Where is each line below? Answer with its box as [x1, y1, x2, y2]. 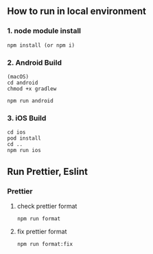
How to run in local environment [7, 6, 146, 17]
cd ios [7, 129, 26, 136]
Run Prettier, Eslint [7, 165, 88, 178]
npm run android [7, 97, 54, 104]
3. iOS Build [7, 113, 47, 123]
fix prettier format [16, 227, 67, 235]
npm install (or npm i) [7, 41, 75, 49]
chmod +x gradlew [7, 85, 57, 92]
